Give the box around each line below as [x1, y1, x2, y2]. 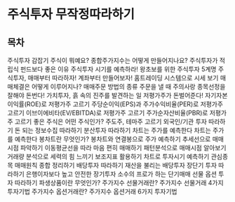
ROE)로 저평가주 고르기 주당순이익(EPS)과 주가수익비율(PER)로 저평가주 [26, 100, 223, 108]
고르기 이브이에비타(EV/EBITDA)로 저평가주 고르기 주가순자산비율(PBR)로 [7, 109, 208, 117]
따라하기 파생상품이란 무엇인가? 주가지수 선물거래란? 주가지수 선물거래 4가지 [14, 179, 224, 187]
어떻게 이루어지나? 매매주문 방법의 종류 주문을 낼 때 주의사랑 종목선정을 [31, 82, 226, 91]
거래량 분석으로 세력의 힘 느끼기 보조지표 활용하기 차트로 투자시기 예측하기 [7, 152, 210, 161]
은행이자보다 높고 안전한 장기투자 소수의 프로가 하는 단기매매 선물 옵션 [25, 170, 217, 178]
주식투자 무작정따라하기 [7, 6, 135, 22]
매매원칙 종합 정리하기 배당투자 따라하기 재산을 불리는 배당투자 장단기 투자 [14, 161, 217, 169]
